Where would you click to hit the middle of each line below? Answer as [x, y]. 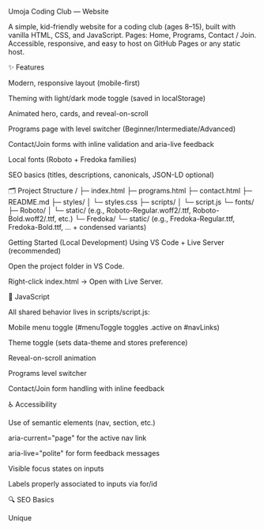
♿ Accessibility [32, 404]
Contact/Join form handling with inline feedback [86, 389]
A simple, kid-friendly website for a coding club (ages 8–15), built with [122, 26]
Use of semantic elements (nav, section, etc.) [82, 423]
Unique [20, 518]
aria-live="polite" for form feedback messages [84, 453]
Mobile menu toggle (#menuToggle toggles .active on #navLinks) [114, 327]
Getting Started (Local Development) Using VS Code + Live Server [116, 242]
